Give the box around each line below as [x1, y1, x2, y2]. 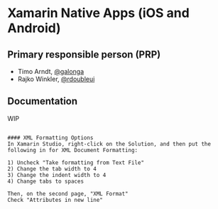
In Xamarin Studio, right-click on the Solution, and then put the [7, 140, 212, 147]
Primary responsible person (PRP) [7, 48, 161, 60]
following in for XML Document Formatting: [7, 146, 138, 154]
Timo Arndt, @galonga [17, 68, 85, 75]
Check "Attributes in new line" [7, 196, 103, 203]
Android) [7, 20, 62, 36]
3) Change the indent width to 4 [7, 171, 107, 178]
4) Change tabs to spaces [7, 178, 84, 185]
